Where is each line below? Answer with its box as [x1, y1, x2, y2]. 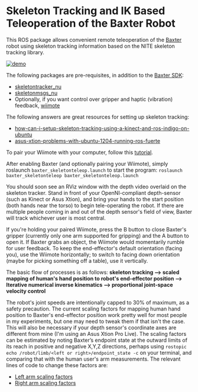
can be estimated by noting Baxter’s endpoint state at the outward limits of [6, 337, 188, 344]
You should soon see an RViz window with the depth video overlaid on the [6, 183, 187, 190]
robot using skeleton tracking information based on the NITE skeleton [6, 43, 176, 50]
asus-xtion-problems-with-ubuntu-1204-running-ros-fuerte [14, 137, 161, 144]
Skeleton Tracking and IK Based [6, 4, 165, 18]
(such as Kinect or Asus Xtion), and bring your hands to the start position [6, 195, 184, 202]
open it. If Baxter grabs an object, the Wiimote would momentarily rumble [6, 238, 185, 246]
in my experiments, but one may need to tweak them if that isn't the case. [6, 318, 185, 325]
